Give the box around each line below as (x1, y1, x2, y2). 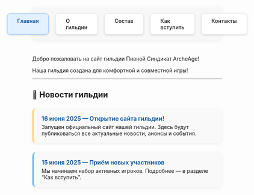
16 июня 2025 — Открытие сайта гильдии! (42, 115, 165, 123)
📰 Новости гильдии (32, 90, 108, 100)
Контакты (211, 17, 237, 24)
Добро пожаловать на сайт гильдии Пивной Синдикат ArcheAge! (32, 55, 199, 62)
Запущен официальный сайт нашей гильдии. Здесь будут (42, 124, 190, 131)
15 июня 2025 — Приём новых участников (42, 159, 165, 167)
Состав (114, 17, 134, 24)
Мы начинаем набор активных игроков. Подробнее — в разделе (42, 167, 208, 175)
